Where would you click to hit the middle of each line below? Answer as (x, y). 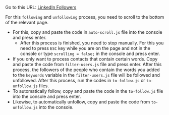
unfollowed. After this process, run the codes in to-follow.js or (79, 80)
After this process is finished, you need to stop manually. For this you (92, 43)
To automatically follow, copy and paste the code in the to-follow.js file (88, 91)
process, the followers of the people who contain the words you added (86, 70)
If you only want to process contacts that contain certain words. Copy (85, 59)
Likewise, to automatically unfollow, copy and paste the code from (81, 102)
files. (44, 86)
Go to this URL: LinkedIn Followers (41, 7)
